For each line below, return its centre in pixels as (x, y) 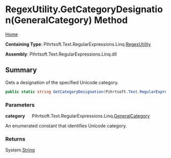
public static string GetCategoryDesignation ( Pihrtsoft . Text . (73, 92)
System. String (20, 150)
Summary (21, 70)
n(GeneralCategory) (49, 20)
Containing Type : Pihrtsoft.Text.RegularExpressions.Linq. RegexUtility (78, 44)
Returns (15, 139)
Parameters (20, 104)
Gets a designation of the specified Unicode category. (62, 82)
